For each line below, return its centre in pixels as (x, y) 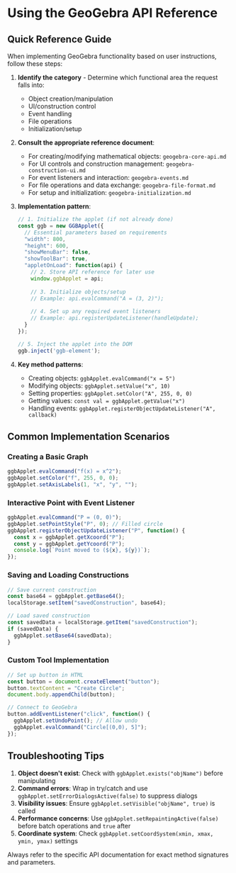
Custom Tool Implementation (58, 660)
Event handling (50, 114)
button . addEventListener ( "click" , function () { (79, 714)
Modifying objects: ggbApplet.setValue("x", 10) (99, 385)
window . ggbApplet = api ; (67, 278)
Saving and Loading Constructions (68, 575)
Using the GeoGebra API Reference (113, 13)
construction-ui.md (57, 171)
